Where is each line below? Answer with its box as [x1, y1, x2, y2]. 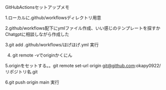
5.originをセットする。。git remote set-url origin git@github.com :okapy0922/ [5, 63, 161, 68]
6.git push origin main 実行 [5, 79, 59, 85]
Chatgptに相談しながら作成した [5, 31, 69, 37]
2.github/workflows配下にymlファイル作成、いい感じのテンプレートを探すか [5, 25, 161, 31]
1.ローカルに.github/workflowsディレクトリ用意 [5, 15, 102, 21]
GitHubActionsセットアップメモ [5, 4, 69, 10]
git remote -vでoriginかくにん [12, 52, 73, 58]
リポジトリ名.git [5, 69, 38, 75]
